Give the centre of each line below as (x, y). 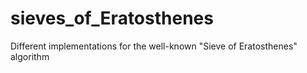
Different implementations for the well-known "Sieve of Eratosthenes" (154, 46)
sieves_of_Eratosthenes (112, 18)
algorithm (30, 56)
